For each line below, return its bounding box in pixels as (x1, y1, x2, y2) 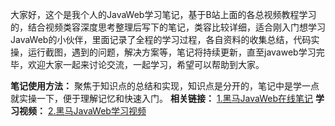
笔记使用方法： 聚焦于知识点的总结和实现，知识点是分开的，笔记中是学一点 (10, 80, 320, 92)
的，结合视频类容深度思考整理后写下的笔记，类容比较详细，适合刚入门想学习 (10, 21, 326, 33)
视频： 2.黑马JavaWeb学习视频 (18, 105, 147, 117)
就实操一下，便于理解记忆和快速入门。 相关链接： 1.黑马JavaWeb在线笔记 (10, 93, 314, 104)
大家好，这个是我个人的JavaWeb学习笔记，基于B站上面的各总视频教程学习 (10, 9, 317, 20)
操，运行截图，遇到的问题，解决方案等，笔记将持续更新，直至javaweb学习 (10, 46, 317, 58)
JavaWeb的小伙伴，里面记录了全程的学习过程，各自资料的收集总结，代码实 (10, 34, 320, 45)
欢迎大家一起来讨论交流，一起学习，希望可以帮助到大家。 (27, 59, 265, 70)
